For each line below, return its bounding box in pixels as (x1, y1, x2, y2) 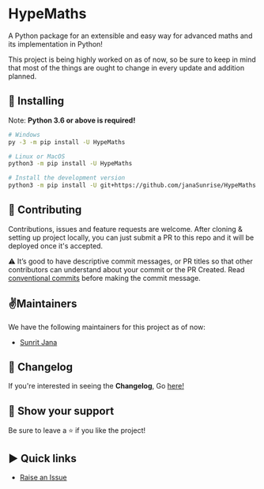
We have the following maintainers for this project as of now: (8, 322, 206, 332)
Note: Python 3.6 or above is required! (8, 116, 136, 125)
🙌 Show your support (8, 404, 115, 418)
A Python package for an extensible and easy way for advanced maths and (8, 31, 253, 40)
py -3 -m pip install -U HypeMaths (8, 138, 126, 146)
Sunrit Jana (19, 337, 58, 347)
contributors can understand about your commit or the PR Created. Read (8, 264, 245, 274)
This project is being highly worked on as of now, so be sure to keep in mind (8, 55, 257, 64)
